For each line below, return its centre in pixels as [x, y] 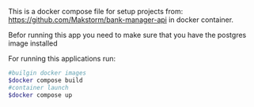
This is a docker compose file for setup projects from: [96, 11]
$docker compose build [45, 80]
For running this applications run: [62, 59]
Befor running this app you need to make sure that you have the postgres [127, 35]
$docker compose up [40, 95]
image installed [33, 43]
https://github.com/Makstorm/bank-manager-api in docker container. [121, 20]
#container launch [38, 87]
